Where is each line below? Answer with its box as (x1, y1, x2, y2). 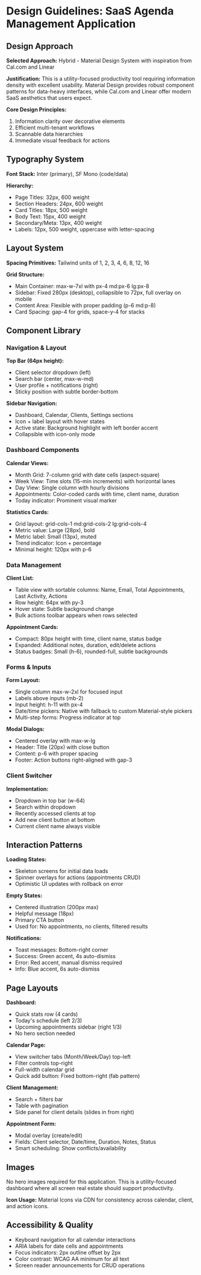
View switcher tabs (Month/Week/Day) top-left (14, 1053, 131, 1060)
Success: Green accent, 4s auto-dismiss (14, 953, 116, 960)
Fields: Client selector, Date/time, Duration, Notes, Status (14, 1138, 156, 1145)
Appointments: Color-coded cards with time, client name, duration (14, 490, 179, 498)
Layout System (6, 243, 64, 254)
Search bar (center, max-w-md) (14, 375, 94, 383)
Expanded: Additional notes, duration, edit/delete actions (14, 641, 156, 648)
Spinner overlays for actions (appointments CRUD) (14, 874, 141, 881)
